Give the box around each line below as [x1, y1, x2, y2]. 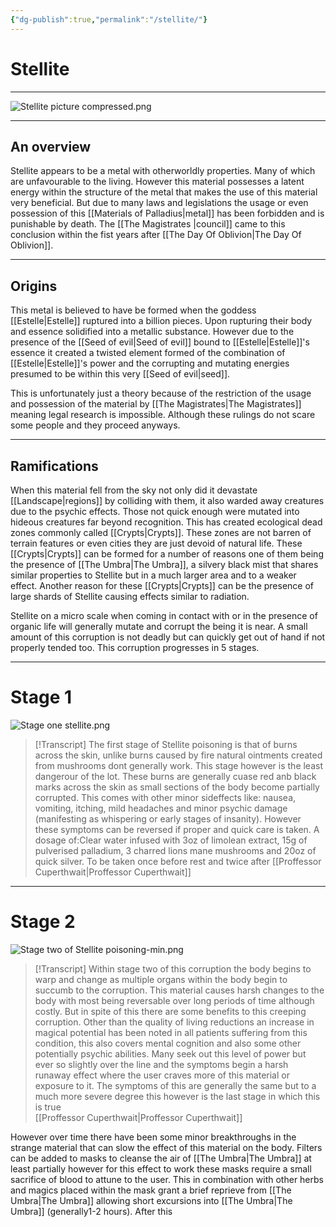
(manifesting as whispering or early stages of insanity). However [34, 812, 302, 825]
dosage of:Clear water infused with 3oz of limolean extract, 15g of [34, 834, 308, 846]
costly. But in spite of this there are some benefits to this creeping [34, 1005, 307, 1017]
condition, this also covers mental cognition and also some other [34, 1037, 302, 1049]
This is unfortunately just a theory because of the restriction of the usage [10, 387, 312, 400]
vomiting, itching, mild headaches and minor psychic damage [34, 802, 288, 814]
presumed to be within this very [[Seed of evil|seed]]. [10, 368, 231, 380]
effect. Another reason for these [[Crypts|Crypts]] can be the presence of [10, 580, 315, 591]
